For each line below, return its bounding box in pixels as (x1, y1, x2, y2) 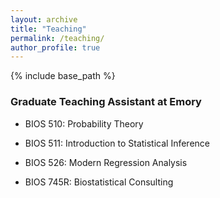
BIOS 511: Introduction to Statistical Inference (24, 137, 210, 149)
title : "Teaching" (10, 24, 87, 34)
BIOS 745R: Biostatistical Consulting (24, 176, 174, 188)
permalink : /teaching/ (10, 33, 105, 43)
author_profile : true (10, 42, 101, 53)
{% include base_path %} (10, 70, 116, 82)
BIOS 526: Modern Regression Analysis (24, 156, 188, 168)
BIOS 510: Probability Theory (24, 117, 144, 130)
